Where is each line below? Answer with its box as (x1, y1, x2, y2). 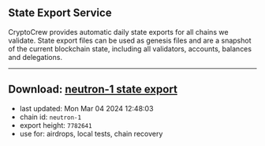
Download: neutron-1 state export (8, 83, 177, 96)
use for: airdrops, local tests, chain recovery (19, 129, 163, 138)
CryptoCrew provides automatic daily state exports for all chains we (8, 27, 229, 36)
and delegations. (8, 52, 63, 62)
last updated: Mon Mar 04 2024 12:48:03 (19, 103, 154, 113)
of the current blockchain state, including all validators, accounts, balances (8, 43, 252, 54)
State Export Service (8, 6, 112, 20)
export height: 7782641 (19, 120, 92, 129)
